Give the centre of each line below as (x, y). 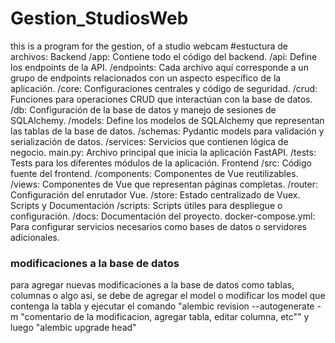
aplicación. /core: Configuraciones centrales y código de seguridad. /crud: (164, 88)
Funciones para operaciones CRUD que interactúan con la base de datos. (161, 99)
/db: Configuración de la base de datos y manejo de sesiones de (143, 109)
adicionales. (35, 237)
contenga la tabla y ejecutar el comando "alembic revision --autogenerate (162, 306)
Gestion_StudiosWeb (99, 18)
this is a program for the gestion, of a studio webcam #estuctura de (149, 46)
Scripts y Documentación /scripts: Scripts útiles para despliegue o (146, 205)
